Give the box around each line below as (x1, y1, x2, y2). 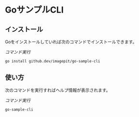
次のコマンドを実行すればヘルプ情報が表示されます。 (5, 87, 111, 93)
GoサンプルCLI (5, 4, 64, 15)
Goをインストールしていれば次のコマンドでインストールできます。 (5, 39, 137, 44)
